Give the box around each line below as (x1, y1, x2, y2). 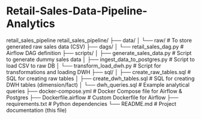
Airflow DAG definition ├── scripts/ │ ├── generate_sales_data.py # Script (6, 49, 192, 56)
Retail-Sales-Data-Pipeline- (6, 4, 148, 18)
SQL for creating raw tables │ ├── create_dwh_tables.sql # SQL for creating (6, 75, 195, 82)
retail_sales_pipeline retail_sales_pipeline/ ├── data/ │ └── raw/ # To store (6, 36, 192, 44)
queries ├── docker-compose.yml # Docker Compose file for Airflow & (6, 87, 182, 94)
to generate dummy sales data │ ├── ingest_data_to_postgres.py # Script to (6, 56, 195, 63)
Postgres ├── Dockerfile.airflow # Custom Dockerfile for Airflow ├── (6, 94, 179, 101)
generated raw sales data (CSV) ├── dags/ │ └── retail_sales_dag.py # (6, 43, 184, 50)
